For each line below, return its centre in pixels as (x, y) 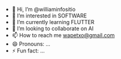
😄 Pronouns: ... (31, 44)
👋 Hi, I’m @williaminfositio (44, 9)
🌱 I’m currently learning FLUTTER (53, 22)
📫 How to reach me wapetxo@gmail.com (63, 35)
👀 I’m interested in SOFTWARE (49, 16)
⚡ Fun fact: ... (28, 51)
